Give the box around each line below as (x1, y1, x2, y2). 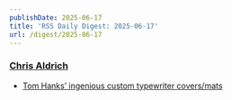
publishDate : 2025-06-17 (9, 13, 103, 23)
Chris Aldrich (9, 59, 69, 72)
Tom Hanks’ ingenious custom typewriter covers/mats (22, 80, 223, 91)
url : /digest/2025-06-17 (9, 30, 103, 39)
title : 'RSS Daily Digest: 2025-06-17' (9, 22, 159, 31)
